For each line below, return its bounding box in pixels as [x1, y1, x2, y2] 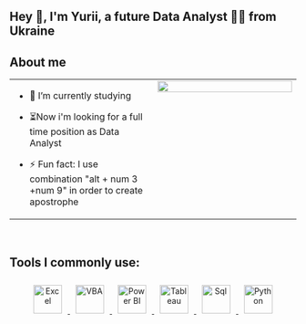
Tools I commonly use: [9, 255, 140, 270]
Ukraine [9, 24, 56, 39]
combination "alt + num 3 [29, 172, 138, 185]
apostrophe [29, 195, 79, 208]
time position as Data [29, 125, 120, 138]
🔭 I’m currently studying [29, 89, 132, 102]
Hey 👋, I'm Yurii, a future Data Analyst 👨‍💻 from [9, 9, 277, 25]
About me [9, 54, 66, 69]
